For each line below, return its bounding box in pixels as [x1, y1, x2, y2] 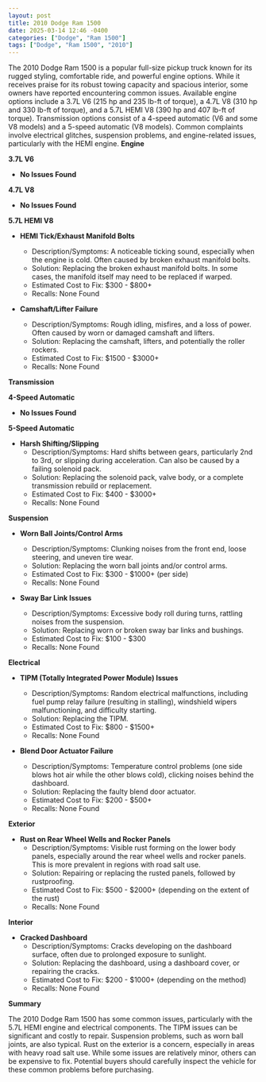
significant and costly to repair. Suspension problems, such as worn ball [8, 1031, 244, 1041]
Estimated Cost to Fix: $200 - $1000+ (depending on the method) [31, 975, 247, 985]
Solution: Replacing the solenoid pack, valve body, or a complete [31, 473, 244, 482]
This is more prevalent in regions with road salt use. [31, 860, 201, 870]
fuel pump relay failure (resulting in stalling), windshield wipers [31, 697, 237, 707]
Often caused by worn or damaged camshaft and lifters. [31, 328, 215, 338]
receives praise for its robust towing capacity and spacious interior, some [8, 80, 249, 90]
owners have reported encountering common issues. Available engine [8, 88, 237, 98]
